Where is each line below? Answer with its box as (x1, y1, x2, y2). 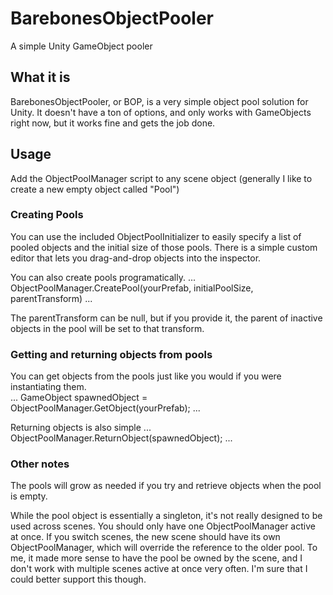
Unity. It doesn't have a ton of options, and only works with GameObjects (10, 106, 312, 118)
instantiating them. (10, 381, 87, 393)
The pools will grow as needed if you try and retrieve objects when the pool (10, 480, 322, 492)
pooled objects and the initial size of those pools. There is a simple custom (10, 241, 318, 253)
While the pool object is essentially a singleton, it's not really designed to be (10, 510, 323, 522)
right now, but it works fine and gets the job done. (10, 117, 216, 129)
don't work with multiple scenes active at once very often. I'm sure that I (10, 563, 308, 575)
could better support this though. (10, 573, 147, 586)
